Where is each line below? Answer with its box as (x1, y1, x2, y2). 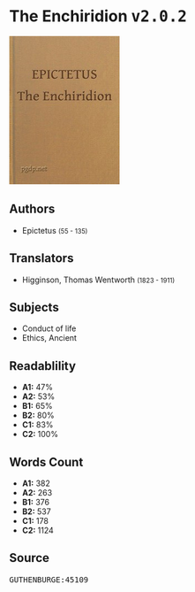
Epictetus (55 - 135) (21, 225, 88, 235)
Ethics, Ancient (21, 333, 78, 343)
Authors (9, 202, 56, 217)
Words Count (9, 454, 84, 470)
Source (9, 550, 50, 565)
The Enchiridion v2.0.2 (9, 6, 188, 27)
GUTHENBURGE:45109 (9, 574, 89, 585)
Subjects (9, 299, 59, 315)
